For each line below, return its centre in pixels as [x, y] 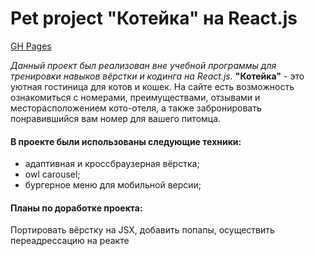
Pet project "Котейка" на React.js [154, 18]
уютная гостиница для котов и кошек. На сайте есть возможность [152, 86]
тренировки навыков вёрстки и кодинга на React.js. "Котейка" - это [157, 76]
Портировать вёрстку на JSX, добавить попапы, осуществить [142, 230]
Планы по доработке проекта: [76, 208]
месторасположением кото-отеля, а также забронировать [136, 108]
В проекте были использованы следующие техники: [126, 141]
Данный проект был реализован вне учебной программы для [143, 65]
